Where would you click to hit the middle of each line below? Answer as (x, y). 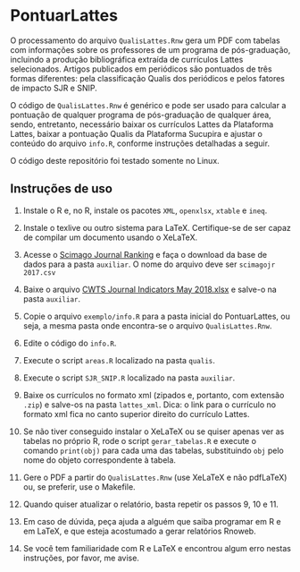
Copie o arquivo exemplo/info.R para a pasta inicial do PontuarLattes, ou (157, 316)
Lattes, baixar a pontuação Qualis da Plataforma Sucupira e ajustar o (136, 133)
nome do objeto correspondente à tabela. (100, 460)
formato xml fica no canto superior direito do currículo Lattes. (136, 414)
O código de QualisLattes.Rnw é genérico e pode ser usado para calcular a (148, 105)
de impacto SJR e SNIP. (54, 88)
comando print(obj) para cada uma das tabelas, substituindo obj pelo (153, 450)
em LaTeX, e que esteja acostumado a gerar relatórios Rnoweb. (140, 531)
